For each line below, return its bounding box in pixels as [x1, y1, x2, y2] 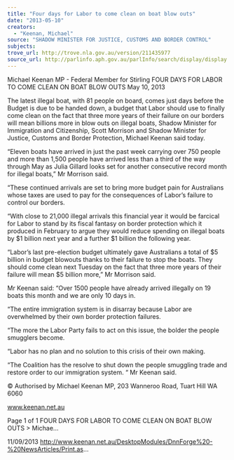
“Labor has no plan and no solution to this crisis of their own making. [7, 347, 205, 355]
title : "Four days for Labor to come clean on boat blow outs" [7, 10, 196, 18]
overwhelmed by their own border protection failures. [7, 312, 161, 320]
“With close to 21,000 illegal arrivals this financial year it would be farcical [7, 211, 220, 220]
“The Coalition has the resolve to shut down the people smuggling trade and [7, 360, 228, 369]
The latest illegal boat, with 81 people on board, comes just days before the [7, 96, 224, 105]
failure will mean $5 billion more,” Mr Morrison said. [7, 270, 156, 278]
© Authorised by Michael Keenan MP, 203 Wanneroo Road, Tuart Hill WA [7, 381, 218, 390]
